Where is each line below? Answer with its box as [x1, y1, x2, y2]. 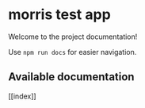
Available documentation [8, 70, 135, 84]
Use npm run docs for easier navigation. [8, 47, 137, 56]
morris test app [8, 6, 111, 24]
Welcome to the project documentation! [8, 32, 138, 41]
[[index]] [8, 91, 37, 101]
